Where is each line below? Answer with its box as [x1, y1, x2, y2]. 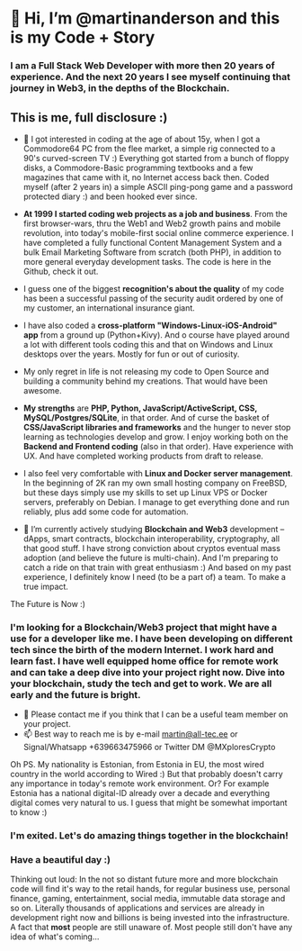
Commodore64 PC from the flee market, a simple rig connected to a [22, 143, 276, 154]
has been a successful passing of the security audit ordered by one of [22, 293, 284, 303]
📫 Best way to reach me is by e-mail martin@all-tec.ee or [22, 729, 238, 739]
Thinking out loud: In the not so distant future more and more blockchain [10, 874, 279, 885]
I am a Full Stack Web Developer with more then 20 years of [10, 59, 275, 72]
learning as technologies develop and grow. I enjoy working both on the [22, 431, 289, 442]
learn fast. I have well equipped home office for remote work [10, 655, 279, 667]
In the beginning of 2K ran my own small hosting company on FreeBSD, [22, 477, 288, 488]
